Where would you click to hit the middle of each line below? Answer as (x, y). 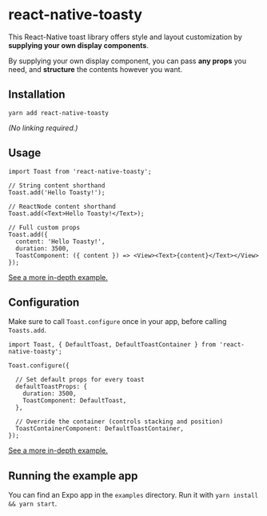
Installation (37, 95)
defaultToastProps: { (52, 387)
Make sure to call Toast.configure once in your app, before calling (118, 322)
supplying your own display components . (79, 45)
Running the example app (73, 476)
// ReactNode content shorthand (62, 206)
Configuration (44, 302)
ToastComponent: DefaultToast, (75, 401)
